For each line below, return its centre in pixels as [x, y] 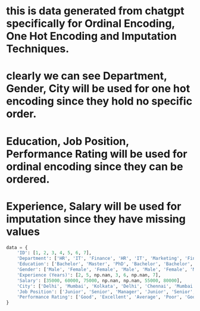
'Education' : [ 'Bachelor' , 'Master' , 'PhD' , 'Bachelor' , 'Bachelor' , [105, 264]
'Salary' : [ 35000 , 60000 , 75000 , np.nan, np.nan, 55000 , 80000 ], [100, 281]
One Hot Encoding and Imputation [91, 36]
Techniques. [38, 49]
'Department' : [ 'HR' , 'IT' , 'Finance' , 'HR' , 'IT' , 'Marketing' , [100, 259]
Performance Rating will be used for [97, 154]
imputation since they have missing [96, 219]
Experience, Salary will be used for [94, 206]
